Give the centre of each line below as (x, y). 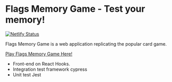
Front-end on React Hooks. (41, 64)
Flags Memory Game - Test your (75, 9)
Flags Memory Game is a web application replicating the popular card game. (86, 44)
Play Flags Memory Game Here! (39, 54)
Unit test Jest (27, 74)
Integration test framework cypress (50, 69)
